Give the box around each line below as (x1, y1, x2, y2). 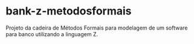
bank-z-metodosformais (5, 4, 132, 18)
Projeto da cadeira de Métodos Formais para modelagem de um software (5, 24, 188, 31)
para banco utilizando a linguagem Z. (5, 30, 98, 37)
